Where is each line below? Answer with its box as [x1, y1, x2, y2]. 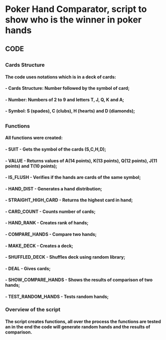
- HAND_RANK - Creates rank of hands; [5, 220, 89, 226]
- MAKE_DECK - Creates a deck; [5, 243, 73, 249]
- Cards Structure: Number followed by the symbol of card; [5, 85, 130, 91]
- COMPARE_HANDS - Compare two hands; [5, 231, 97, 237]
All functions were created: [5, 135, 63, 141]
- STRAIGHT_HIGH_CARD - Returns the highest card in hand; [5, 197, 133, 203]
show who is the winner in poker [5, 14, 142, 25]
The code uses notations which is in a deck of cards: [5, 74, 116, 80]
